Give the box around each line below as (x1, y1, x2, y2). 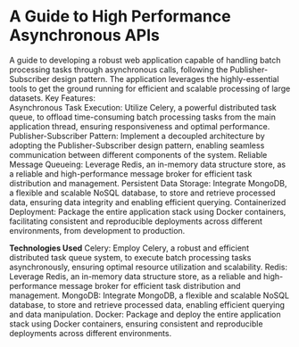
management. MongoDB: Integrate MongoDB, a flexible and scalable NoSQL (9, 290, 290, 301)
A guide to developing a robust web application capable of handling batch (9, 54, 281, 65)
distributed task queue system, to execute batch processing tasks (9, 252, 252, 262)
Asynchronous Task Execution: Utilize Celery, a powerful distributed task (9, 102, 277, 112)
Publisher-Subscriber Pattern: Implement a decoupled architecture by (9, 130, 265, 141)
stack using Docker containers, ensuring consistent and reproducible (9, 318, 263, 329)
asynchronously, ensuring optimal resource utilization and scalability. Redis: (9, 261, 288, 272)
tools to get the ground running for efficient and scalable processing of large (9, 83, 291, 94)
